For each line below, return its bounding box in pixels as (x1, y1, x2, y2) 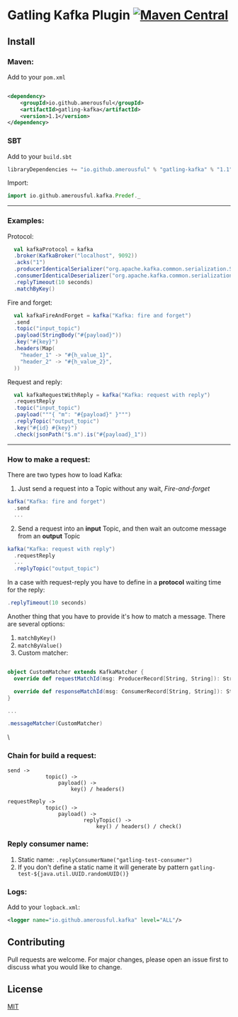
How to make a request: (7, 455, 91, 464)
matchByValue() (17, 643, 63, 650)
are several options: (7, 620, 65, 629)
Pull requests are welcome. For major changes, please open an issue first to (7, 955, 229, 964)
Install (7, 36, 35, 48)
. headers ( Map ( (13, 345, 55, 352)
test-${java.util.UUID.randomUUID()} (17, 870, 130, 877)
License (7, 984, 43, 996)
